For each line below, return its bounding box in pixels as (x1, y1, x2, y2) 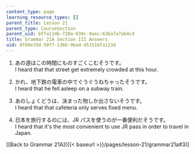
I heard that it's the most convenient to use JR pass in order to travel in (14, 123, 189, 130)
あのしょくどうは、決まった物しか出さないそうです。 (14, 97, 145, 104)
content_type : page (6, 8, 55, 15)
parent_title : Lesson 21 (6, 20, 68, 26)
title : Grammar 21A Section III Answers (6, 36, 109, 42)
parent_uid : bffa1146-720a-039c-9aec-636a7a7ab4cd (6, 31, 135, 37)
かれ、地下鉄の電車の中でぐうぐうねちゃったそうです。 (14, 78, 151, 85)
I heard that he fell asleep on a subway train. (14, 85, 124, 92)
